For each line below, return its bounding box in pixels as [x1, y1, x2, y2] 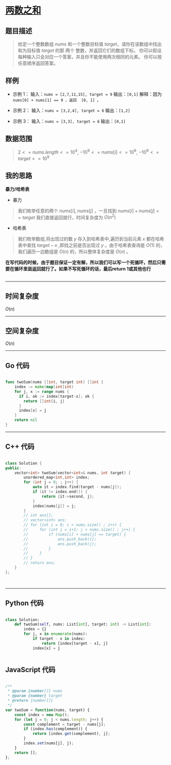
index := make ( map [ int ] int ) [14, 385, 74, 390]
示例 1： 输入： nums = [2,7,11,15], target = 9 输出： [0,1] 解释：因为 [12, 91, 162, 97]
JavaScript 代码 [5, 666, 56, 674]
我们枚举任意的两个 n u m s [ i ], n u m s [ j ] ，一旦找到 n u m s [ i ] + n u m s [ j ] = [17, 208, 159, 214]
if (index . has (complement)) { [23, 726, 88, 732]
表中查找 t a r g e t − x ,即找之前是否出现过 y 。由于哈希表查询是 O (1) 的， [17, 242, 165, 248]
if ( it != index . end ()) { [32, 489, 88, 495]
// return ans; [23, 560, 56, 566]
